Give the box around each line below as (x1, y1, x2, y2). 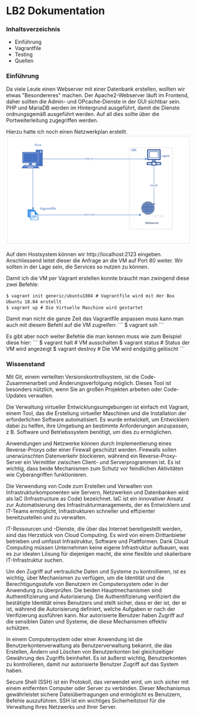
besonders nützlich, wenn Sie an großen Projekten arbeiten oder (6, 386, 163, 393)
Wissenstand (6, 360, 45, 368)
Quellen (14, 57, 34, 64)
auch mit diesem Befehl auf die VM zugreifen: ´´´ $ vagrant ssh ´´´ (6, 321, 165, 329)
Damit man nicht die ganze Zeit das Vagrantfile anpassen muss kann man (6, 315, 184, 322)
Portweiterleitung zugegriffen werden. (6, 117, 99, 124)
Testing (14, 51, 34, 58)
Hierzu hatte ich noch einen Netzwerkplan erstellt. (6, 128, 128, 135)
